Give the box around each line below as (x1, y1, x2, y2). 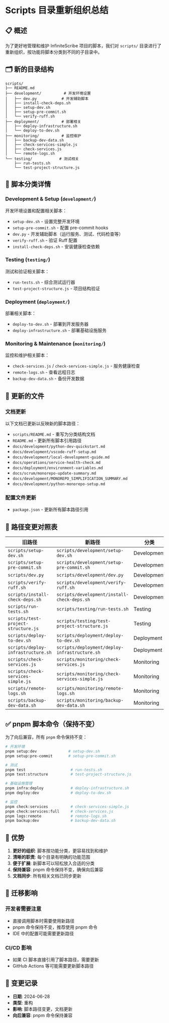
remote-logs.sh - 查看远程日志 (12, 369, 75, 375)
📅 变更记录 (5, 979, 38, 988)
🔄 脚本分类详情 (5, 180, 51, 189)
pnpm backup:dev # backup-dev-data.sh (5, 818, 116, 824)
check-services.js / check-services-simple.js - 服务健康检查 (12, 363, 140, 369)
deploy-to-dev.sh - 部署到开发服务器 (12, 321, 89, 327)
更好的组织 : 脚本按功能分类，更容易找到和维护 (12, 848, 108, 854)
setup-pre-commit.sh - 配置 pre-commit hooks (12, 225, 109, 231)
